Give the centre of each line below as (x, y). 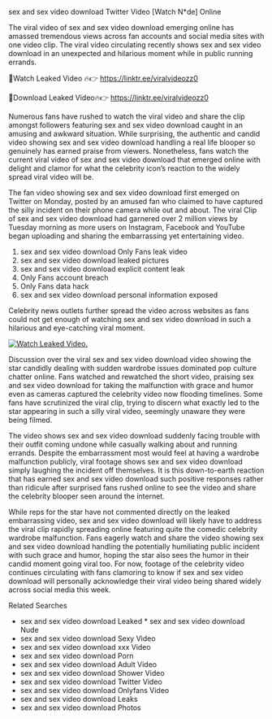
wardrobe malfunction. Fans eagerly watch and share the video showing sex (136, 538)
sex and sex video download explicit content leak (102, 269)
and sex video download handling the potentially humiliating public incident (134, 547)
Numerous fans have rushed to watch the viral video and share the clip (127, 116)
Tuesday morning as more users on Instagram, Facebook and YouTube (127, 227)
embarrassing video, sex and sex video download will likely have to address (135, 521)
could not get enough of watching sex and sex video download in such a (130, 319)
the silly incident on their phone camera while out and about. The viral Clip (133, 210)
